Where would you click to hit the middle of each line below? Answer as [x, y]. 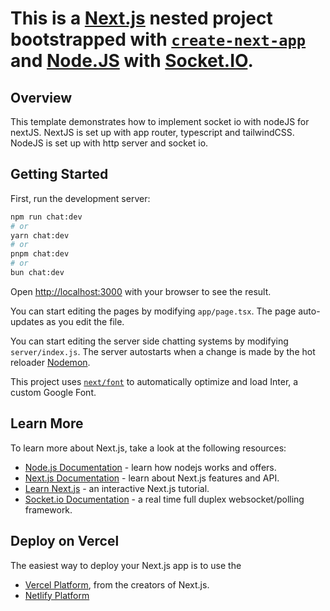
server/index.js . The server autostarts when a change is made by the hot [163, 351]
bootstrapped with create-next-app [158, 39]
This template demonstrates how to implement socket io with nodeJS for [160, 121]
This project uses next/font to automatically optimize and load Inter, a [154, 381]
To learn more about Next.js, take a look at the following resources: [148, 448]
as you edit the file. [85, 321]
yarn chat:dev [40, 235]
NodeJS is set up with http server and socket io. [109, 143]
